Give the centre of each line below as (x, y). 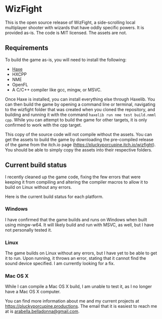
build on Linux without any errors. (38, 187)
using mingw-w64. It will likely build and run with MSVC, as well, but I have (79, 225)
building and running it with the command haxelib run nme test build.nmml (81, 115)
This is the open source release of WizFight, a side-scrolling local (70, 22)
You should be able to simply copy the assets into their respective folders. (79, 150)
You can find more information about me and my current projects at (72, 301)
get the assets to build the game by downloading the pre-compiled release (79, 139)
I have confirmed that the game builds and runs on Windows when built (76, 219)
